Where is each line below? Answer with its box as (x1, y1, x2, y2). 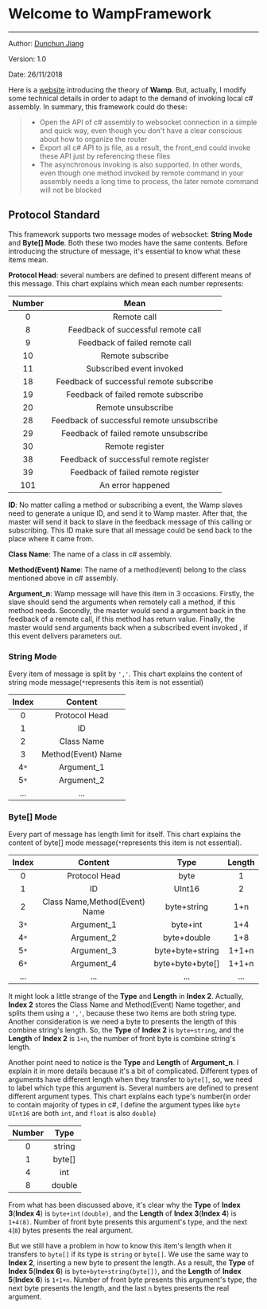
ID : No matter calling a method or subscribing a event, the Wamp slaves (8, 500, 243, 509)
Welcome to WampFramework (8, 5, 212, 23)
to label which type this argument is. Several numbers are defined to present (8, 1083, 259, 1093)
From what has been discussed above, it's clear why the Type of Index (8, 1201, 241, 1210)
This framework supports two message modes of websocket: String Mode (8, 229, 253, 239)
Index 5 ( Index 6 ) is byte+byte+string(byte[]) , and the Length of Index (8, 1267, 242, 1276)
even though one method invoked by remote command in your (39, 168, 244, 178)
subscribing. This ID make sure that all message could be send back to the (8, 525, 253, 535)
